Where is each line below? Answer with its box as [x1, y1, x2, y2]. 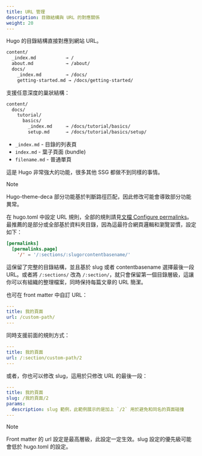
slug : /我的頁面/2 [6, 395, 49, 401]
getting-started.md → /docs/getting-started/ [17, 77, 134, 83]
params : [6, 401, 26, 407]
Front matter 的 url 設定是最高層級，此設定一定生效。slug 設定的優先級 [6, 435, 181, 443]
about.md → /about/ [11, 61, 90, 67]
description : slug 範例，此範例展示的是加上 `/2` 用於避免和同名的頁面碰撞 [11, 407, 185, 413]
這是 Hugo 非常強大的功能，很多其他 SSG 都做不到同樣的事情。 [6, 168, 163, 175]
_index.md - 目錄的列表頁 [14, 140, 77, 148]
